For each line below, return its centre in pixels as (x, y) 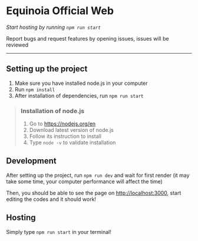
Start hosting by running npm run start (54, 27)
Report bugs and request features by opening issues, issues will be (88, 38)
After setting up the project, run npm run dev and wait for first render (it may (98, 175)
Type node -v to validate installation (72, 143)
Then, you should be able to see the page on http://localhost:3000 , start (94, 193)
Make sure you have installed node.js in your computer (81, 83)
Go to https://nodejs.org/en (62, 124)
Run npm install (35, 89)
